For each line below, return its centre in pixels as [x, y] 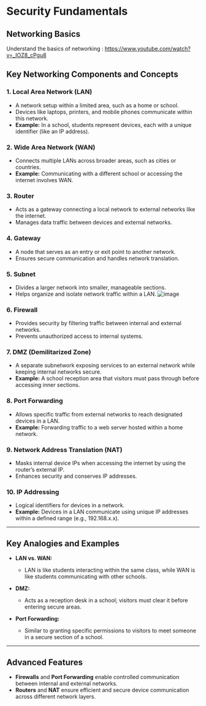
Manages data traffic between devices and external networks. [94, 223]
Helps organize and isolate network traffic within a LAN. [86, 294]
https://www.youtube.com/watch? [148, 48]
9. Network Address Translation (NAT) [64, 450]
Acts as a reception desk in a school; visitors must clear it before [106, 600]
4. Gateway [24, 239]
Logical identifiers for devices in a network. [70, 505]
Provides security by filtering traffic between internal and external [98, 323]
